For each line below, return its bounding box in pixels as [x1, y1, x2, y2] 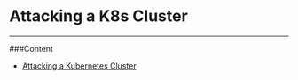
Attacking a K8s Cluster [9, 6, 188, 26]
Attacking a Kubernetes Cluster [21, 60, 137, 71]
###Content [9, 43, 53, 54]
